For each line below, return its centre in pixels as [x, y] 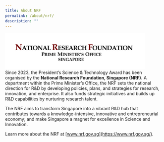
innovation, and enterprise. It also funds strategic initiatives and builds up [80, 93]
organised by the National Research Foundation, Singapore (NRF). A [76, 77]
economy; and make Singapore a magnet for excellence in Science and [78, 119]
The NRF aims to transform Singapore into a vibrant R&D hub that [72, 108]
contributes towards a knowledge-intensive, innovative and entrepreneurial [82, 114]
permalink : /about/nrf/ [30, 16]
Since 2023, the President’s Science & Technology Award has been [74, 72]
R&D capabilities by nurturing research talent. [52, 99]
